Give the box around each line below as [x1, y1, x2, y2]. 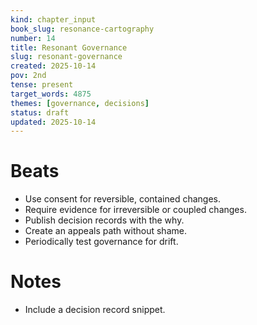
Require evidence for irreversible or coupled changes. [24, 204, 247, 216]
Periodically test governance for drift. [24, 236, 179, 248]
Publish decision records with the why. [24, 214, 185, 226]
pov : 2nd [10, 71, 47, 81]
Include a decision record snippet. [24, 304, 166, 316]
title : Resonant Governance [10, 42, 128, 53]
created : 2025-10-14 [10, 61, 97, 71]
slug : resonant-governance [10, 52, 123, 62]
